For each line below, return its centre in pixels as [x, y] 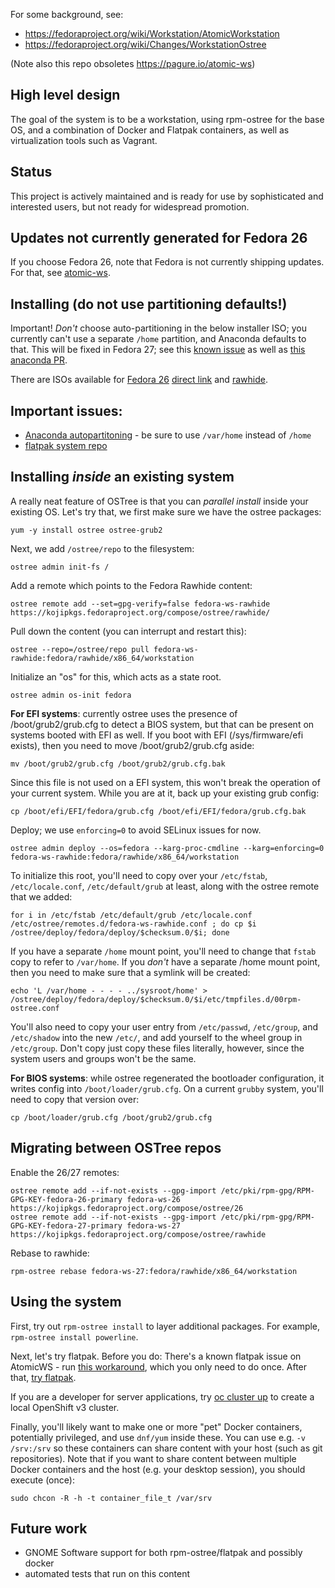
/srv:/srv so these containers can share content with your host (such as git [166, 1448]
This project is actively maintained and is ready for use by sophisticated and [167, 196]
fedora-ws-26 [154, 1199]
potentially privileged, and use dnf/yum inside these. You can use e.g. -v [158, 1437]
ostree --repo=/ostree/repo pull [80, 649]
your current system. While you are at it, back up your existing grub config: [165, 793]
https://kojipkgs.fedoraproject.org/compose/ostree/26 [127, 1208]
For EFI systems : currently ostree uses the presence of [124, 713]
